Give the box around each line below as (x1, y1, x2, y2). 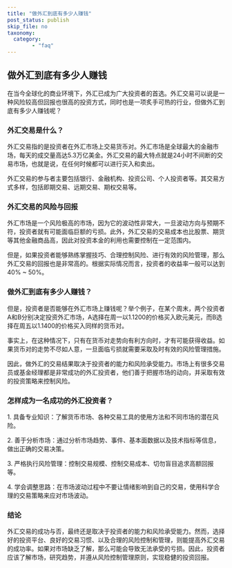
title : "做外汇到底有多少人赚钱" (7, 10, 92, 17)
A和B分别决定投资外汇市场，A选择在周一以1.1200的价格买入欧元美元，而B (7, 312, 217, 321)
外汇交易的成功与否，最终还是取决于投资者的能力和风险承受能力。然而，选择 (7, 527, 225, 536)
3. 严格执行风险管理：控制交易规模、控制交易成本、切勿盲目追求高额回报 (7, 460, 214, 467)
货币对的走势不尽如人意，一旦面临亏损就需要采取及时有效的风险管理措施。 (12, 345, 225, 353)
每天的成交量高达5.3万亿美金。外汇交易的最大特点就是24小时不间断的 (19, 151, 217, 160)
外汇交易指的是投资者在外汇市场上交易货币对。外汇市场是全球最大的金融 (7, 142, 213, 151)
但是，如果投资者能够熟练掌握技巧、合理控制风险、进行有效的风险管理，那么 (7, 251, 225, 259)
